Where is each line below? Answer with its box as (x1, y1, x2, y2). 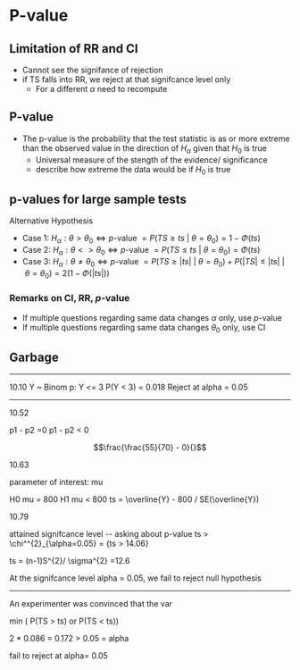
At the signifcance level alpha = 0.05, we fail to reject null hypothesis (9, 573, 262, 583)
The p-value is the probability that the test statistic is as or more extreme (21, 133, 290, 144)
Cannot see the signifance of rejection (21, 64, 163, 75)
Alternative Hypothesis (9, 215, 94, 226)
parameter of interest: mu (9, 477, 104, 488)
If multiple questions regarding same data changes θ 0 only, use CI (21, 322, 266, 335)
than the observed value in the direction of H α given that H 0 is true (21, 142, 268, 155)
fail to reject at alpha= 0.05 (9, 650, 109, 661)
